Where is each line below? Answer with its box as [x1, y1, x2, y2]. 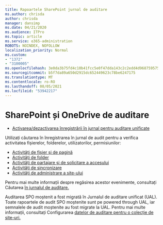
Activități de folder [12, 155, 49, 160]
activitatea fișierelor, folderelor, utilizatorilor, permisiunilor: [5, 140, 121, 146]
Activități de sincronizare [12, 165, 62, 171]
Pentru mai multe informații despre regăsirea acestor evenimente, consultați [5, 179, 157, 185]
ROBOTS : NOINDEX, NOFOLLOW [5, 43, 60, 48]
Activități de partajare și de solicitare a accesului [12, 160, 109, 166]
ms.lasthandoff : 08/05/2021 [5, 84, 62, 89]
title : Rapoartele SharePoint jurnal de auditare [5, 7, 108, 12]
